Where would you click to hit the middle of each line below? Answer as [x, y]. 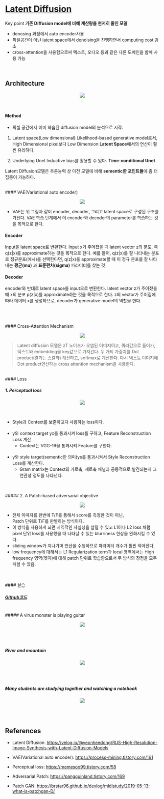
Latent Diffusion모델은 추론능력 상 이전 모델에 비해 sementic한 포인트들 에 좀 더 [82, 171]
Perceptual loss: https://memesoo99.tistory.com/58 [64, 767]
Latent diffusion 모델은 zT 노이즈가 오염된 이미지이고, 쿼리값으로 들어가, [86, 345]
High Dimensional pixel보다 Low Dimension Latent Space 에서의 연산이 [82, 144]
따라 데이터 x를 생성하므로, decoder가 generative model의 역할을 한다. [73, 301]
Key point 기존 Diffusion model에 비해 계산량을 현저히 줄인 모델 [66, 23]
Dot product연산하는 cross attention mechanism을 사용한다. [76, 364]
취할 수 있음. [24, 564]
